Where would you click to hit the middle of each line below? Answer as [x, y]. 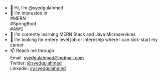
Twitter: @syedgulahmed [36, 63]
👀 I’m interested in [29, 13]
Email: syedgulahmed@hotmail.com [47, 58]
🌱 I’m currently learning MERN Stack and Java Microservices [73, 34]
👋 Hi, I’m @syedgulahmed [37, 8]
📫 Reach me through [32, 50]
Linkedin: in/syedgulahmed [38, 68]
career [17, 45]
